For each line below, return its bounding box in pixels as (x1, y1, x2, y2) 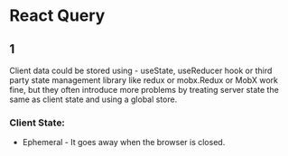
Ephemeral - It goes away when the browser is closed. (22, 137, 226, 148)
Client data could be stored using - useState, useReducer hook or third (9, 65, 273, 76)
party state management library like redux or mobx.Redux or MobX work (9, 75, 278, 86)
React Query (9, 5, 106, 26)
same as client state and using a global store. (9, 94, 178, 105)
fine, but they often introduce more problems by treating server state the (9, 85, 280, 95)
